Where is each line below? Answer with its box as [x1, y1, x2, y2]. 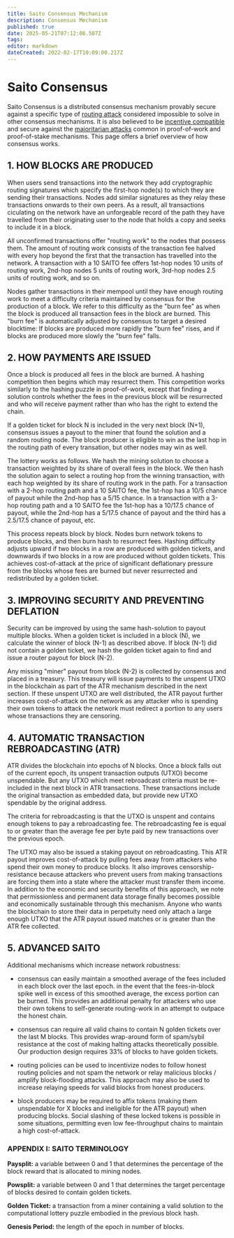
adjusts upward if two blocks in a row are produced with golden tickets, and [7, 544, 226, 553]
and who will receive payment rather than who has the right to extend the [7, 400, 219, 409]
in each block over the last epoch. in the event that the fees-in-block [17, 982, 215, 990]
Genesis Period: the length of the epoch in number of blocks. [7, 1223, 184, 1231]
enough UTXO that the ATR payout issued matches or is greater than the [7, 915, 216, 923]
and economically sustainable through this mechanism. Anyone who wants [7, 900, 222, 908]
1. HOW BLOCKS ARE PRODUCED [7, 160, 154, 172]
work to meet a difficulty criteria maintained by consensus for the [7, 294, 196, 303]
